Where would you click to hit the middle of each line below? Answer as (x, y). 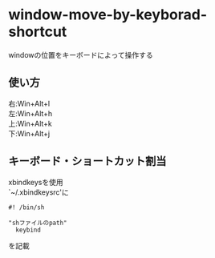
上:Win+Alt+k (30, 123)
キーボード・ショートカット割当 (87, 161)
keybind (28, 230)
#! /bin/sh (26, 207)
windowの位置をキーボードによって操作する (81, 54)
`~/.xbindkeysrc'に (39, 192)
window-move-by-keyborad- (107, 15)
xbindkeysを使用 (36, 182)
